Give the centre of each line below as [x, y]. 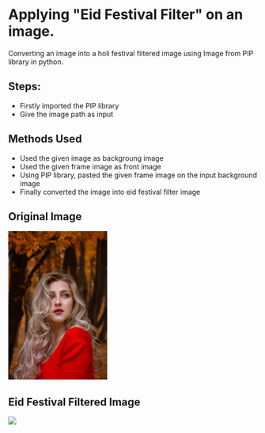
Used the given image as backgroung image [91, 158]
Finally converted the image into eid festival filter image [110, 192]
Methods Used [45, 139]
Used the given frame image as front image [90, 166]
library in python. [36, 62]
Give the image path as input [66, 114]
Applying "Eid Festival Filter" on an [126, 15]
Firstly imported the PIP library [69, 105]
